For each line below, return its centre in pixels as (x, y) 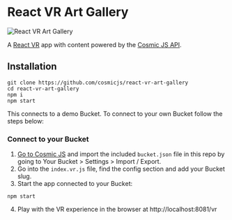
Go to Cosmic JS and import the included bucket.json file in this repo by (121, 154)
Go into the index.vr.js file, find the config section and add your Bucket (121, 169)
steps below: (25, 121)
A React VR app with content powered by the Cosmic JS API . (95, 44)
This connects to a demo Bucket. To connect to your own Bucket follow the (115, 113)
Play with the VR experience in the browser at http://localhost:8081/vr (117, 210)
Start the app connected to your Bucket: (75, 184)
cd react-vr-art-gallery (43, 88)
